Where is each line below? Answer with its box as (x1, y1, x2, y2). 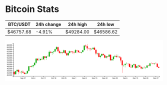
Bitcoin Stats (5, 3, 59, 15)
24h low (96, 21, 114, 27)
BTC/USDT (8, 21, 31, 27)
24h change (35, 21, 61, 27)
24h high (67, 21, 87, 27)
